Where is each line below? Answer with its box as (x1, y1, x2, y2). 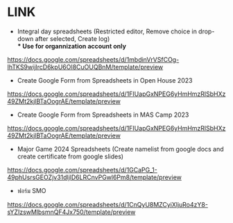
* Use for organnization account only (17, 42, 127, 50)
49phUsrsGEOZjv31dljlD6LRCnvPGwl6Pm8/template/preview (7, 173, 182, 181)
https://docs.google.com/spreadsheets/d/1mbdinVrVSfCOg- (7, 55, 180, 63)
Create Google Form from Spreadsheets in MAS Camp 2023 (17, 110, 189, 119)
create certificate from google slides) (17, 152, 123, 160)
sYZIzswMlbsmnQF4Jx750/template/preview (7, 208, 136, 216)
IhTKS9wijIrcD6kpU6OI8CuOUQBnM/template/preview (7, 63, 164, 71)
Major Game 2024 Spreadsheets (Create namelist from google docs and (17, 144, 224, 153)
